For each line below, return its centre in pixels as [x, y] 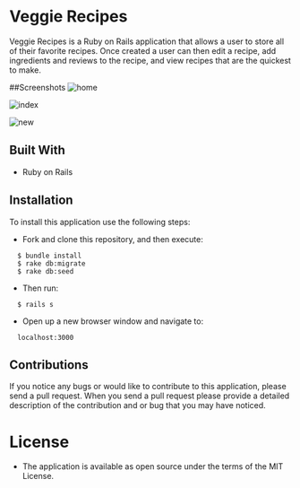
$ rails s [35, 304]
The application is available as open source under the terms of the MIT [153, 466]
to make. [26, 70]
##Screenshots [38, 87]
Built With [37, 150]
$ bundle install [50, 256]
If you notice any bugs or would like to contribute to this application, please [148, 387]
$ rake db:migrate [52, 263]
